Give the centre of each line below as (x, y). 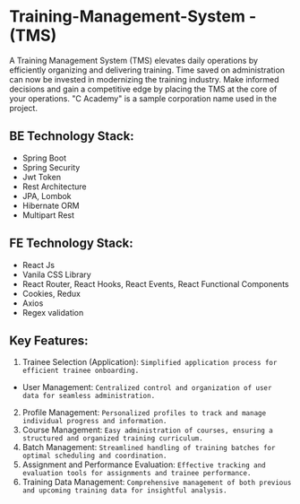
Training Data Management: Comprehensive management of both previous (157, 482)
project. (24, 108)
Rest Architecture (54, 187)
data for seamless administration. (89, 396)
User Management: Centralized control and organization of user (147, 387)
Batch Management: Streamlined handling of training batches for (149, 448)
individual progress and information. (94, 421)
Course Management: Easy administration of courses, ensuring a (147, 430)
